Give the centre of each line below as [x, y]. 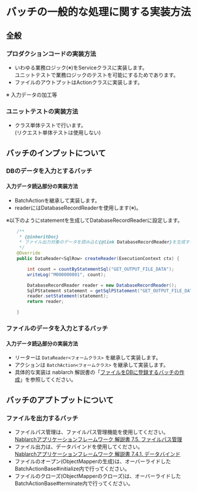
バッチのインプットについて [56, 153]
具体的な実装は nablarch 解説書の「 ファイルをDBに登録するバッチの [97, 372]
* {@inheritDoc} [39, 237]
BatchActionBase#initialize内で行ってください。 [72, 469]
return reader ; [46, 302]
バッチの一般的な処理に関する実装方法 [99, 12]
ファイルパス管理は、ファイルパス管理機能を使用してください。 [91, 432]
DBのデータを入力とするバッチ [49, 171]
